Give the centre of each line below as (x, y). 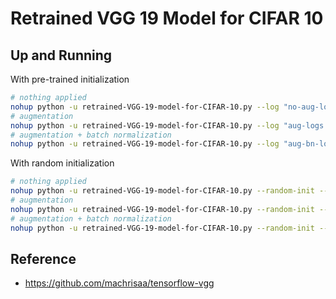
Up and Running (61, 55)
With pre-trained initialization (70, 79)
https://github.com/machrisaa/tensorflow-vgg (119, 283)
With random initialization (62, 163)
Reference (43, 258)
